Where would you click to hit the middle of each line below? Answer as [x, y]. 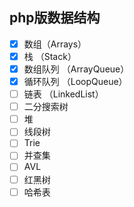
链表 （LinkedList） [63, 94]
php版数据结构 [55, 18]
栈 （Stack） [50, 56]
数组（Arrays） [55, 44]
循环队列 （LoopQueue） [75, 81]
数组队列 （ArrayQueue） [76, 69]
